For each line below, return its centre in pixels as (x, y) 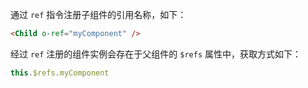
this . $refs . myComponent (60, 73)
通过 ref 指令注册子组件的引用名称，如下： (98, 14)
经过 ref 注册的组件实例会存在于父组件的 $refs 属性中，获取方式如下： (156, 54)
